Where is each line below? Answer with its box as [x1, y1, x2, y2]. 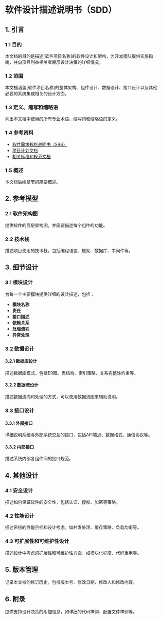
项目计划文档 [12, 147, 38, 153]
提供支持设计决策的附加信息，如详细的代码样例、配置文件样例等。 [5, 609, 137, 615]
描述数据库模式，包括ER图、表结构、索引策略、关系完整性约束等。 [5, 370, 139, 375]
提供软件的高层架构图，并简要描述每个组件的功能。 [5, 222, 108, 228]
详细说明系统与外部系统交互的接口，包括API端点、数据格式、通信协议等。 [5, 432, 153, 438]
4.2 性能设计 [5, 512, 35, 519]
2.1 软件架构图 [5, 210, 38, 217]
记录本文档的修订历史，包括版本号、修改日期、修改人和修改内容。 [5, 579, 137, 585]
